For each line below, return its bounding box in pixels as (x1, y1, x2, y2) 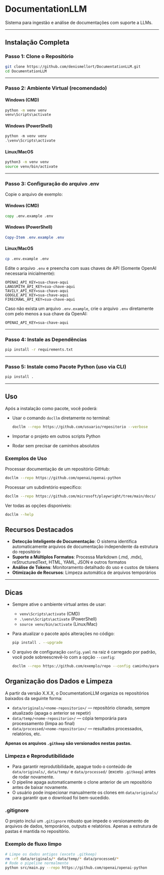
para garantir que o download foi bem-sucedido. (12, 795, 110, 801)
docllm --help (5, 512, 34, 517)
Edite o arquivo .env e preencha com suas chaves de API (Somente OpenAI (5, 265, 157, 271)
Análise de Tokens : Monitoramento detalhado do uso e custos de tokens (12, 565, 159, 570)
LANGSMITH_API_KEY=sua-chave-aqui (5, 284, 76, 289)
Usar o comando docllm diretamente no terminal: (12, 415, 111, 421)
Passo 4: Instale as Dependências (5, 336, 87, 343)
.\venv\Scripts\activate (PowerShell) (19, 616, 97, 622)
